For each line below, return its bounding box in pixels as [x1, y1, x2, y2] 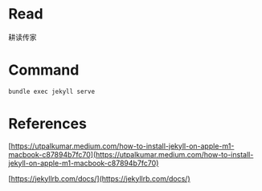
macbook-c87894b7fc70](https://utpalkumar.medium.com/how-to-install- [8, 149, 254, 159]
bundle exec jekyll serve [8, 87, 95, 95]
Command [8, 61, 80, 79]
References [8, 114, 87, 132]
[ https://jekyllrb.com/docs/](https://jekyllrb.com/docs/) [8, 173, 190, 183]
